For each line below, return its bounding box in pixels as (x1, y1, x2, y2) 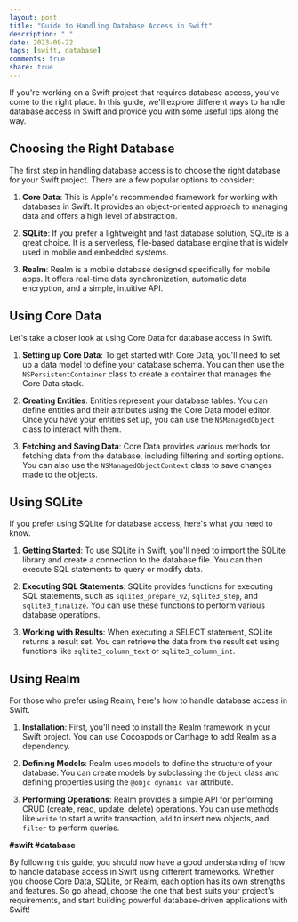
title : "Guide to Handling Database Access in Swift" (9, 21, 213, 30)
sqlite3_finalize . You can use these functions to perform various (21, 600, 265, 611)
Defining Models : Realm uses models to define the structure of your (21, 758, 273, 769)
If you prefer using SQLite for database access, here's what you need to (9, 518, 273, 530)
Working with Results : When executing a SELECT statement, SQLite (21, 627, 273, 637)
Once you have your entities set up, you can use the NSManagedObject (21, 414, 276, 425)
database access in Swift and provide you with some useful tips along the (9, 106, 279, 117)
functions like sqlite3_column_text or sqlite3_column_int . (21, 646, 236, 657)
